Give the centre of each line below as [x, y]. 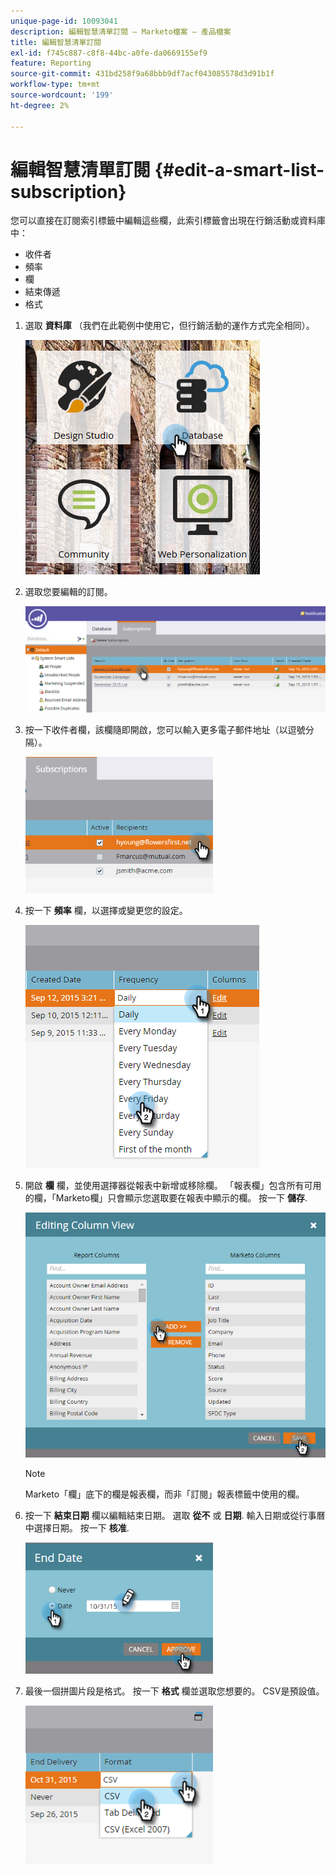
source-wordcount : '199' [62, 95]
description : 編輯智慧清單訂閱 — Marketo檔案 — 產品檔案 [121, 31]
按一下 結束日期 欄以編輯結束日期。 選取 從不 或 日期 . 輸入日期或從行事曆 [175, 1516]
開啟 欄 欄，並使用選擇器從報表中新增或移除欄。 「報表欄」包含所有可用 [173, 1185]
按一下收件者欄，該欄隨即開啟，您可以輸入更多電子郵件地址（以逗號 [165, 729]
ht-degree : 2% [40, 105]
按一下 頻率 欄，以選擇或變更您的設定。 [106, 910]
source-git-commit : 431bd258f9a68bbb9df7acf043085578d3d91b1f [142, 74]
